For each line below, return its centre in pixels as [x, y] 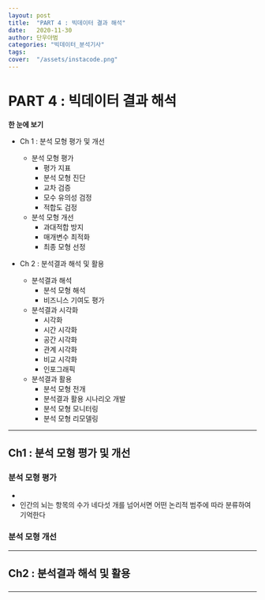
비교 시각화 [60, 359]
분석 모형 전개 [64, 388]
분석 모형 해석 [64, 290]
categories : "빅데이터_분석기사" [56, 45]
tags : [17, 52]
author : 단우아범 [34, 37]
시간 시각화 [60, 329]
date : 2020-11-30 [40, 30]
